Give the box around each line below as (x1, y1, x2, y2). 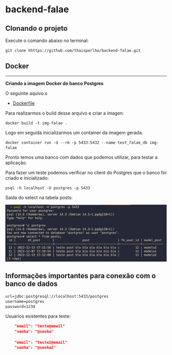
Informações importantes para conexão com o (5, 272, 156, 280)
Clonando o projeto (5, 24, 68, 33)
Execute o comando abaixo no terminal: (5, 37, 89, 43)
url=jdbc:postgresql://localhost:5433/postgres (5, 294, 109, 299)
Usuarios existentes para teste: (5, 313, 71, 319)
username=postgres (5, 299, 45, 304)
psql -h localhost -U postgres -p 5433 (5, 185, 91, 190)
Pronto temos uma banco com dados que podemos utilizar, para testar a (5, 154, 158, 160)
